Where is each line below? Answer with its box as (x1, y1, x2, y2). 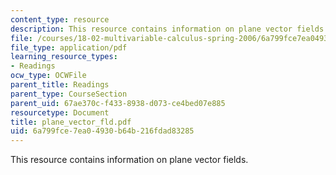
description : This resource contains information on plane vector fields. (10, 24, 329, 34)
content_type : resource (10, 14, 110, 25)
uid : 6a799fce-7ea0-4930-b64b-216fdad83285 (10, 126, 195, 136)
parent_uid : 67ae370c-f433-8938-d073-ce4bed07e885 (10, 98, 226, 108)
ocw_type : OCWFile (10, 71, 87, 81)
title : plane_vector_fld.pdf (10, 117, 132, 127)
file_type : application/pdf (10, 42, 128, 53)
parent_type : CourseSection (10, 89, 128, 99)
